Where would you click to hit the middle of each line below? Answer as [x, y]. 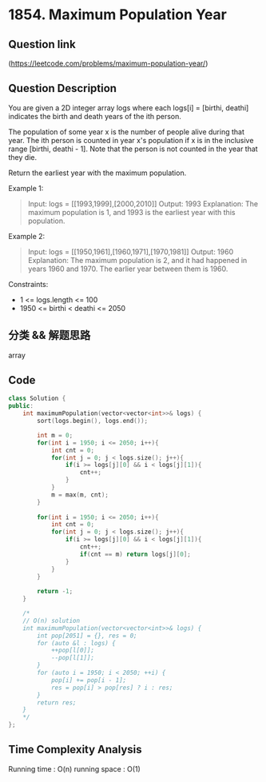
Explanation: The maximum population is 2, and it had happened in [137, 260]
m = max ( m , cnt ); [80, 495]
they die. [23, 157]
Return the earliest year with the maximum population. [97, 173]
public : [21, 406]
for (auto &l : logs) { [76, 643]
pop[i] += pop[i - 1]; [89, 680]
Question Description [63, 88]
